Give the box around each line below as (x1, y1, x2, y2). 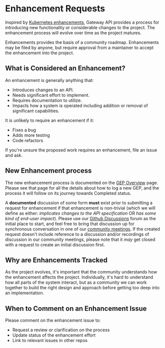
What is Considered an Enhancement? (5, 64, 126, 73)
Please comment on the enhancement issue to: (5, 317, 101, 323)
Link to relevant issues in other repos (12, 338, 88, 344)
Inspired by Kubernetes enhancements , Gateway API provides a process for (5, 19, 160, 25)
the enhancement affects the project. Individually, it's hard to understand (5, 274, 153, 280)
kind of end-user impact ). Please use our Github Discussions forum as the (5, 215, 156, 221)
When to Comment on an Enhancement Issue (5, 304, 147, 312)
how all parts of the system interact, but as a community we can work (5, 279, 147, 285)
